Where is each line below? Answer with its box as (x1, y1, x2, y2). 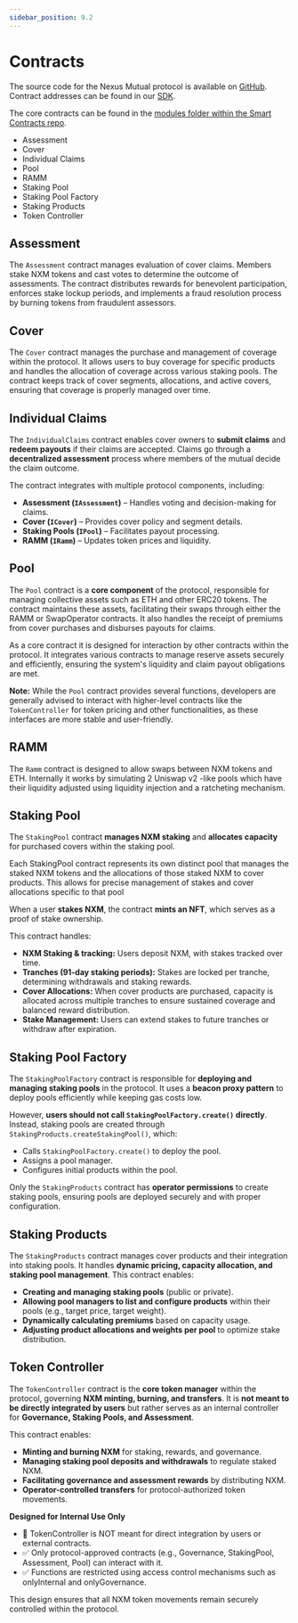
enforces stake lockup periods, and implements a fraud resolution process (9, 288, 282, 299)
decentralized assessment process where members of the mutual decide (9, 454, 281, 463)
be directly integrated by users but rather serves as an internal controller (9, 1402, 279, 1413)
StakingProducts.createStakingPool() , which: (9, 1128, 178, 1139)
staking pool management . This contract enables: (9, 1269, 194, 1280)
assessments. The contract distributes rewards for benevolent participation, (9, 278, 287, 290)
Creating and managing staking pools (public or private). (21, 1287, 234, 1298)
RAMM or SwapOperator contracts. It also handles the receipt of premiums (9, 612, 284, 624)
